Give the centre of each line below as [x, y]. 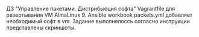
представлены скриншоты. [41, 27]
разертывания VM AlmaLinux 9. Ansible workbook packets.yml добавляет [99, 15]
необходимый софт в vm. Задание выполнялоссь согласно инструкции [98, 21]
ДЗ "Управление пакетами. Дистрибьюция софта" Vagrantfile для [91, 9]
